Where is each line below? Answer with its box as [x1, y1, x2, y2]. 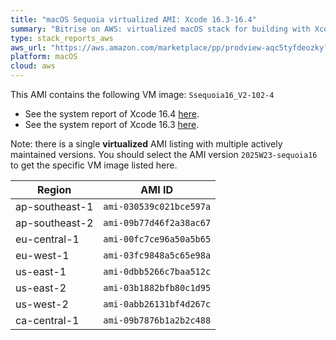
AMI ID [140, 183, 174, 196]
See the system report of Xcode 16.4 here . [24, 108, 200, 120]
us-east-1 [15, 265, 67, 278]
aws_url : [10, 42, 47, 53]
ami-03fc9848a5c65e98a [103, 250, 212, 261]
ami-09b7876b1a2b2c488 [103, 315, 212, 326]
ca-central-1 [15, 314, 80, 327]
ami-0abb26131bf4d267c [103, 299, 212, 310]
